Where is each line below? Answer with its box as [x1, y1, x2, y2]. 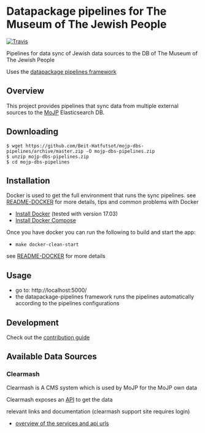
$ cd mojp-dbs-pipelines [6, 158, 70, 165]
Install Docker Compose [15, 217, 77, 224]
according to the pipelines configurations [15, 300, 120, 307]
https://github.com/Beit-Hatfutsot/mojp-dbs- [25, 142, 144, 149]
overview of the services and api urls [15, 419, 109, 427]
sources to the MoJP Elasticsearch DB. [6, 109, 105, 116]
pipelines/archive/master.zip [6, 148, 84, 154]
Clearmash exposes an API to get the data [6, 396, 113, 403]
